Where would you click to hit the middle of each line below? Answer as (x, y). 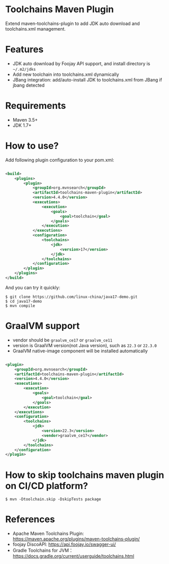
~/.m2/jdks (24, 69)
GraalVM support (43, 326)
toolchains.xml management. (36, 29)
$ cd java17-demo (24, 301)
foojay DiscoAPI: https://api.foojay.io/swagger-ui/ (64, 544)
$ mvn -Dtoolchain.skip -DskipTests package (53, 499)
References (30, 519)
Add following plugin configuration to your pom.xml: (60, 160)
